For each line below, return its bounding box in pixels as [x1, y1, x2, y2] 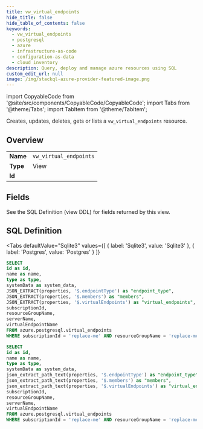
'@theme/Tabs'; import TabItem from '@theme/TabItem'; [6, 106, 147, 113]
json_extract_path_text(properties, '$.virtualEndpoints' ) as [6, 383, 166, 389]
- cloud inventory [11, 59, 59, 65]
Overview [6, 135, 44, 145]
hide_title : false [6, 15, 53, 21]
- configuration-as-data [11, 54, 74, 60]
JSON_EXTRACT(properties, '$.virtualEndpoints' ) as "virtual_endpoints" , [6, 299, 196, 305]
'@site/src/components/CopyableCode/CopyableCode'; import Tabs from [6, 99, 190, 106]
